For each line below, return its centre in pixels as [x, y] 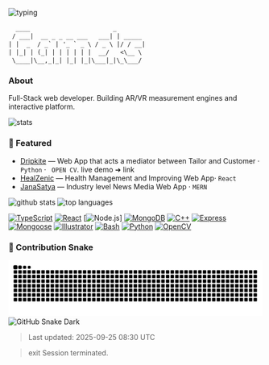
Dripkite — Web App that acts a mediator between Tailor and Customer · [140, 160]
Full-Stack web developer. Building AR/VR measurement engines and [123, 98]
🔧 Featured [30, 143]
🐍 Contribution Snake [51, 247]
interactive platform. [42, 107]
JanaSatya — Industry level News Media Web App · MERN [114, 186]
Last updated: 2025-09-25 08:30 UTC [91, 337]
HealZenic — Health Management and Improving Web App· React [128, 178]
